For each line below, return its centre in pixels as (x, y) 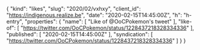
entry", (15, 21)
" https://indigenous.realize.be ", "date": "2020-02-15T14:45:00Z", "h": (94, 15)
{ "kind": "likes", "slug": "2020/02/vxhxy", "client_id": (74, 9)
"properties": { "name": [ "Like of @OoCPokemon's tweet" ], (101, 21)
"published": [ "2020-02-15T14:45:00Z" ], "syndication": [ (80, 34)
